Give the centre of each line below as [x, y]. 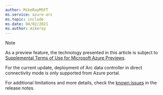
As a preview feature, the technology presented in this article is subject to [82, 53]
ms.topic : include [24, 19]
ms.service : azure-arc [29, 15]
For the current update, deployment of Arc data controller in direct [74, 68]
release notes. [20, 88]
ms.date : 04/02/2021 [27, 24]
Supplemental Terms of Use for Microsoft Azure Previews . [65, 58]
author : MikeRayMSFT [27, 10]
